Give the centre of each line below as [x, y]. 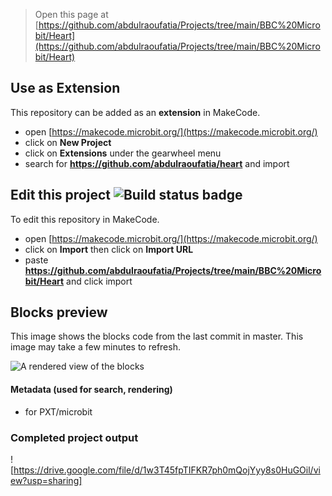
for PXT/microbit [58, 411]
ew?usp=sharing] [46, 480]
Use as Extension [65, 88]
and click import [99, 281]
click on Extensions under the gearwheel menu [123, 153]
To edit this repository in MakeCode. [85, 219]
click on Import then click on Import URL [109, 249]
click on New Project [68, 142]
